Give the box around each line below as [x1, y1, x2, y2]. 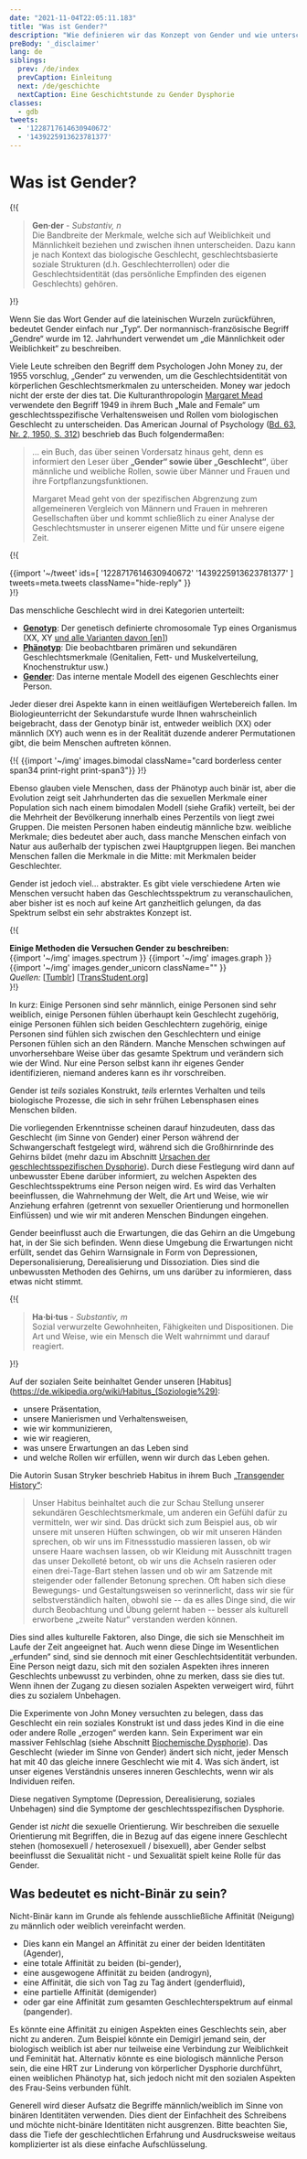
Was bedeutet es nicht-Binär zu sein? [9, 1886, 228, 1902]
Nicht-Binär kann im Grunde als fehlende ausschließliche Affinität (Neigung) [9, 1910, 295, 1921]
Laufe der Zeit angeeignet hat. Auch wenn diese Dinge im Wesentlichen [9, 1641, 280, 1652]
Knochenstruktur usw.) [22, 661, 110, 672]
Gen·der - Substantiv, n [31, 220, 122, 231]
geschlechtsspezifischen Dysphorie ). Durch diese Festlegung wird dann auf [9, 1161, 295, 1172]
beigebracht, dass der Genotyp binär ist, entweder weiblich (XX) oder [9, 717, 272, 728]
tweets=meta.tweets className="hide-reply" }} [9, 577, 192, 588]
